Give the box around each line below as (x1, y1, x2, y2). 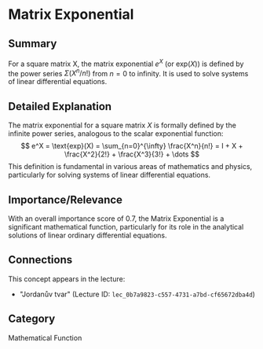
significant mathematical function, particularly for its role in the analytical (8, 222, 244, 231)
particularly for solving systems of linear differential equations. (8, 171, 210, 180)
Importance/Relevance (8, 193, 123, 206)
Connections (8, 253, 73, 266)
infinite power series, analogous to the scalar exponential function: (8, 129, 224, 138)
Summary (8, 37, 57, 50)
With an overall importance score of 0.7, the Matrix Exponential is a (8, 214, 225, 223)
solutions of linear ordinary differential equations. (8, 230, 167, 240)
